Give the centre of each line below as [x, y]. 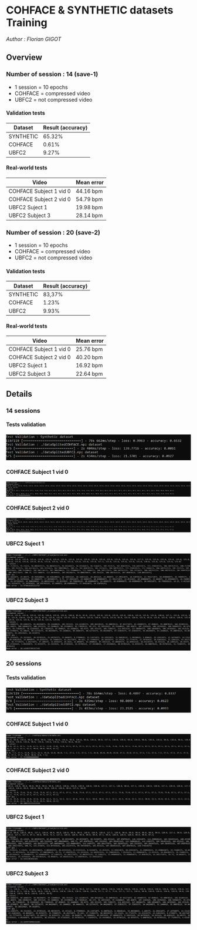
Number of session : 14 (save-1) [52, 74]
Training [27, 23]
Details [19, 394]
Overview [24, 57]
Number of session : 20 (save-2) [53, 232]
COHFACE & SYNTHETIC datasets [90, 10]
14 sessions [23, 410]
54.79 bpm [89, 199]
